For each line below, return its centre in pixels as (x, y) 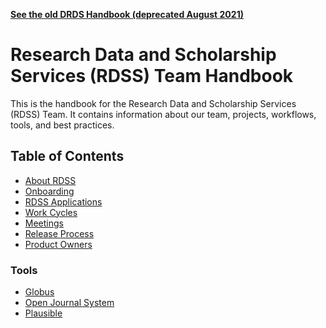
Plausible (43, 313)
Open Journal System (69, 303)
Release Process (59, 233)
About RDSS (50, 180)
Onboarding (49, 191)
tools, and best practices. (62, 125)
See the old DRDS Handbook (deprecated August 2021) (127, 14)
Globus (39, 292)
